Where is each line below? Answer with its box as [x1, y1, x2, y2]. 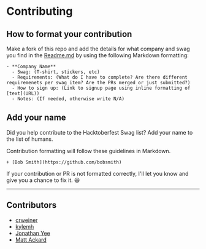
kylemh [15, 223, 34, 230]
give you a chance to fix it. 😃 [6, 176, 80, 184]
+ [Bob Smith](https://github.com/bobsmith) [6, 159, 122, 165]
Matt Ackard [15, 235, 47, 243]
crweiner [15, 216, 38, 224]
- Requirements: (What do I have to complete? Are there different [12, 74, 188, 81]
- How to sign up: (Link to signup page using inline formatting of [12, 85, 191, 91]
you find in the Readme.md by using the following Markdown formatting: [6, 52, 189, 59]
